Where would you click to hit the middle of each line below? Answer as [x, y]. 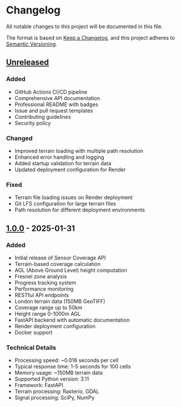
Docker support [33, 332]
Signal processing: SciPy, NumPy [54, 398]
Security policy [33, 123]
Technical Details [31, 347]
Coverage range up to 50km [48, 307]
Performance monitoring [44, 289]
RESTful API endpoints [41, 295]
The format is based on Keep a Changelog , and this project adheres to [90, 37]
